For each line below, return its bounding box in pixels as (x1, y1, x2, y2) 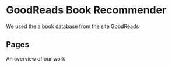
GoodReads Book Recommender (6, 3, 167, 17)
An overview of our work (6, 55, 65, 62)
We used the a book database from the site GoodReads (6, 23, 139, 30)
